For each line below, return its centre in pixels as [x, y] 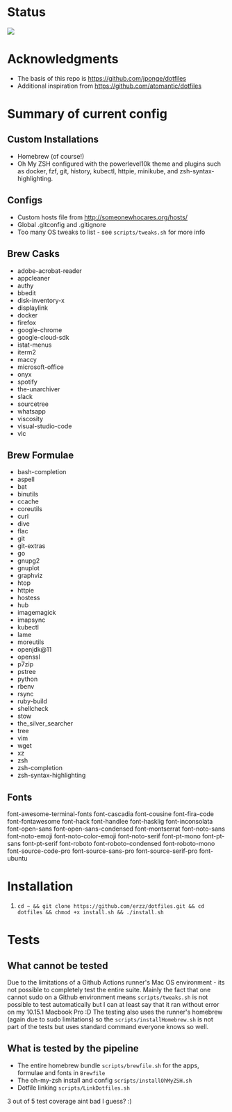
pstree [26, 672]
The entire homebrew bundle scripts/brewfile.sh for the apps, [108, 1065]
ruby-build [32, 701]
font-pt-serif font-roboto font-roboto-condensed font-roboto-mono [118, 844]
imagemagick [36, 613]
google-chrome [40, 330]
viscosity [30, 418]
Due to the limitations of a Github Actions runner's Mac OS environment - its [116, 982]
